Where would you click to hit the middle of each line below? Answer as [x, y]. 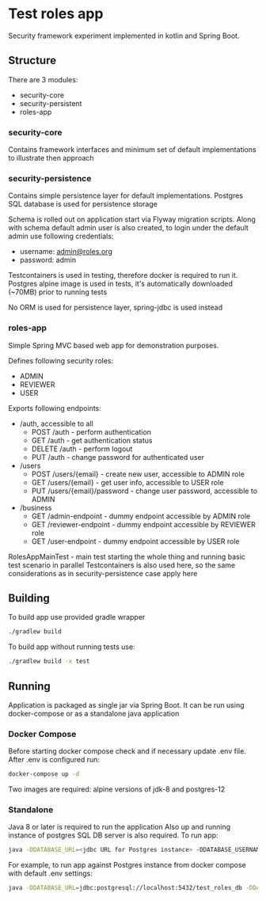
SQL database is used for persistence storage [83, 204]
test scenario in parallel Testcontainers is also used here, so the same [122, 565]
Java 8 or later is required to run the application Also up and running [120, 827]
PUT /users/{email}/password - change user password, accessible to [144, 491]
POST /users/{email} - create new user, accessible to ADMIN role [138, 474]
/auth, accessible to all [56, 423]
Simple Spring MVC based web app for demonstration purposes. [114, 345]
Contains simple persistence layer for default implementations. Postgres [126, 196]
